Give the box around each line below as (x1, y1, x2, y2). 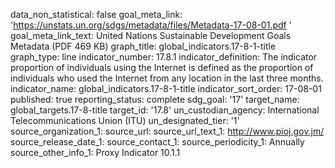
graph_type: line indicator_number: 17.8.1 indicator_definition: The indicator (10, 51, 318, 63)
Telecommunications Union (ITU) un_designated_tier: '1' (10, 115, 240, 126)
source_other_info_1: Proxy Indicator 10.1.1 (10, 147, 181, 158)
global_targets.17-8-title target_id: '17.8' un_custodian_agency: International (10, 104, 320, 116)
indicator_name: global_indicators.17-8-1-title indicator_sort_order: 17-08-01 (10, 83, 322, 94)
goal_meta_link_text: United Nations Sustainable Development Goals (10, 30, 292, 41)
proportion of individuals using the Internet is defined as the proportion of (10, 62, 314, 73)
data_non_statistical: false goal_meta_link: (10, 9, 183, 20)
